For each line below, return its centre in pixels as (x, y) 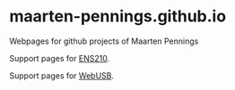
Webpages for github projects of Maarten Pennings (104, 41)
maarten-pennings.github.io (118, 16)
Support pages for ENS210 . (60, 58)
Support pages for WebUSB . (62, 75)
